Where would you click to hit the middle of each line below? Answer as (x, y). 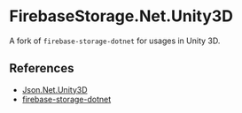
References (42, 68)
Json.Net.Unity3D (55, 89)
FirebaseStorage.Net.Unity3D (121, 16)
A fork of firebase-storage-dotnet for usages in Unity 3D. (115, 41)
